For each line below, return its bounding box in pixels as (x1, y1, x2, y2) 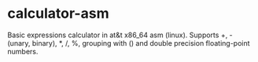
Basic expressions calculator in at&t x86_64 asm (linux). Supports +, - (7, 30, 233, 40)
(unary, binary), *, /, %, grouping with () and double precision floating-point (7, 38, 250, 47)
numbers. (7, 46, 39, 56)
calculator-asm (7, 5, 109, 22)
